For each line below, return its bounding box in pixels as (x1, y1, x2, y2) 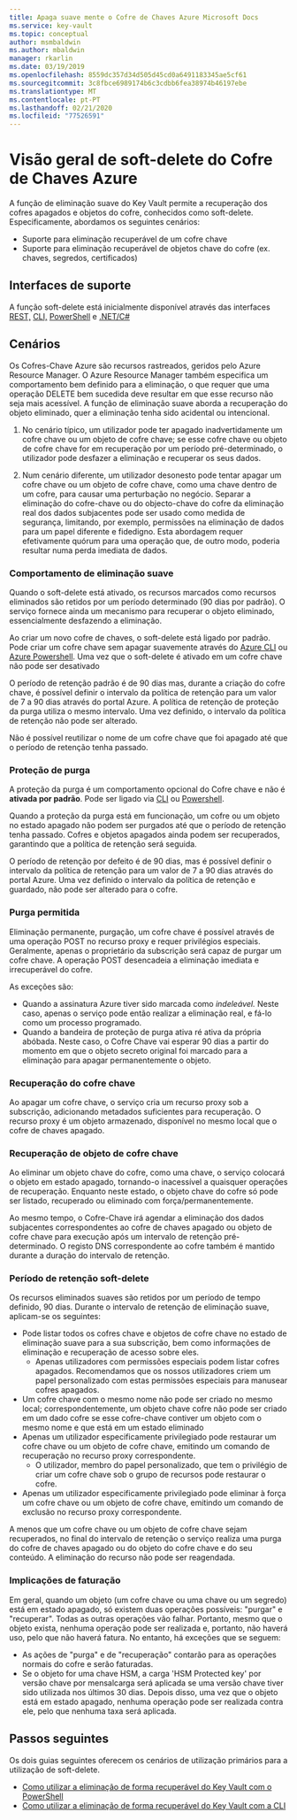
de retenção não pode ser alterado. (9, 715, 139, 726)
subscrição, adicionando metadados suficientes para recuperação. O (9, 1106, 262, 1117)
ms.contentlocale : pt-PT (9, 95, 101, 104)
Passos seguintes (9, 1732, 109, 1747)
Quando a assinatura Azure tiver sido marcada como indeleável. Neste (21, 998, 279, 1009)
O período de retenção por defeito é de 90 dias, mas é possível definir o (9, 856, 272, 867)
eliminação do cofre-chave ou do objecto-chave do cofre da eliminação (21, 497, 285, 509)
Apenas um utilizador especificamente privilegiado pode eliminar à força (21, 1488, 286, 1499)
